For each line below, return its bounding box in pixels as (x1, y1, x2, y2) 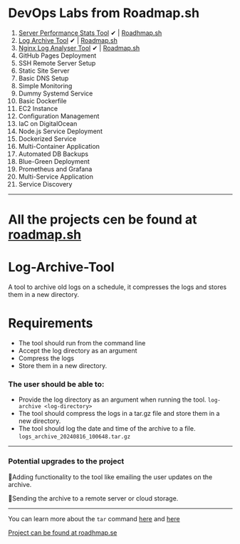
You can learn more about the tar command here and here (8, 514, 180, 523)
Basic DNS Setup (18, 73, 69, 83)
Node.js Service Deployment (18, 127, 103, 135)
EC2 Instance (18, 104, 58, 113)
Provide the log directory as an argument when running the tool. (18, 395, 207, 404)
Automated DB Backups (18, 150, 88, 158)
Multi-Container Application (18, 142, 100, 150)
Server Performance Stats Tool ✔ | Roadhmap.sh (18, 28, 162, 37)
